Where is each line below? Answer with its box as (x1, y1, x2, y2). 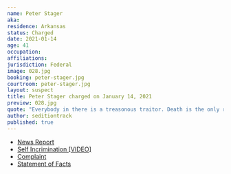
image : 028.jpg (7, 67, 51, 74)
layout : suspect (7, 87, 54, 94)
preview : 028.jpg (7, 100, 57, 107)
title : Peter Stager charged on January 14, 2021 (7, 94, 153, 100)
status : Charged (7, 29, 54, 36)
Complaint (16, 152, 47, 160)
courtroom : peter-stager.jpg (7, 80, 91, 87)
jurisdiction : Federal (7, 61, 72, 68)
